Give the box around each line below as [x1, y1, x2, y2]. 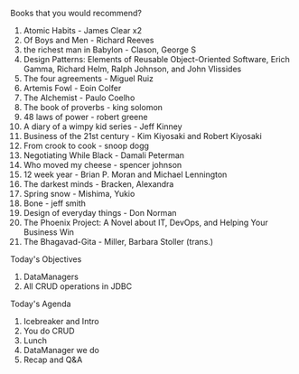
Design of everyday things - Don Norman [23, 208, 177, 218]
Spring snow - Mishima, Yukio [23, 189, 135, 199]
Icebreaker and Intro [23, 316, 99, 326]
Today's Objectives [10, 254, 82, 265]
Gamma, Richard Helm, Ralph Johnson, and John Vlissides [23, 63, 242, 74]
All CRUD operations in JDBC [23, 281, 133, 292]
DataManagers [23, 271, 79, 282]
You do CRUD [23, 325, 75, 336]
